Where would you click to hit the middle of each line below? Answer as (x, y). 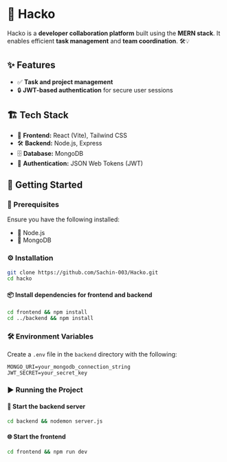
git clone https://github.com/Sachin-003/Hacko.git (83, 272)
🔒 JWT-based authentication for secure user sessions (95, 90)
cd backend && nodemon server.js (55, 421)
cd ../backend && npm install (51, 319)
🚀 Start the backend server (46, 407)
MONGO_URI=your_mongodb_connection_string (69, 367)
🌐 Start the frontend (37, 436)
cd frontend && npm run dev (47, 452)
